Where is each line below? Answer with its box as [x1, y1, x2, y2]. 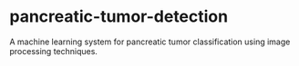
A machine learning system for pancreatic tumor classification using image [9, 36, 291, 47]
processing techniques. [9, 45, 98, 56]
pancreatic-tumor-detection [9, 6, 229, 27]
